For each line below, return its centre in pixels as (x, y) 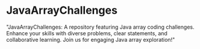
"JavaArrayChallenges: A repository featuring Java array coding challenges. (100, 27)
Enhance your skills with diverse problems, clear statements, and (87, 33)
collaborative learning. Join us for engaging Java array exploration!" (91, 39)
